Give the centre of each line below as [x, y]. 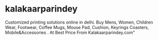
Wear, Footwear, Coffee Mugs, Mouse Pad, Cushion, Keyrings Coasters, [77, 27]
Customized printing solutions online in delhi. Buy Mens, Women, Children [79, 22]
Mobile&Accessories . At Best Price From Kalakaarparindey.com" [70, 32]
